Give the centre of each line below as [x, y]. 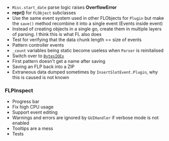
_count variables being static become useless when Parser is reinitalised [88, 50]
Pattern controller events [38, 45]
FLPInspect [19, 90]
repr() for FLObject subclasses [44, 13]
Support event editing [35, 112]
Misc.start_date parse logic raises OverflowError [64, 7]
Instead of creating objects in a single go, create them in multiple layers [87, 29]
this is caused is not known [41, 77]
